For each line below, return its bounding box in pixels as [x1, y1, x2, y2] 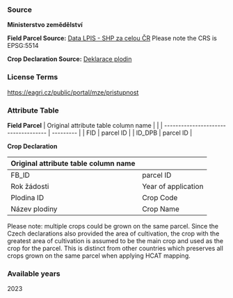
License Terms [7, 72, 58, 82]
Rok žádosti [10, 181, 49, 191]
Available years [7, 269, 61, 279]
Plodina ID [10, 192, 44, 202]
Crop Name [142, 204, 179, 213]
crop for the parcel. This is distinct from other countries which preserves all [7, 244, 224, 252]
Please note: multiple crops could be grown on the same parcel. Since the [7, 222, 219, 230]
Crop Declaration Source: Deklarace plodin [7, 55, 132, 63]
